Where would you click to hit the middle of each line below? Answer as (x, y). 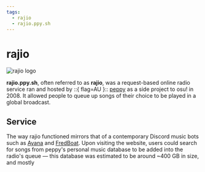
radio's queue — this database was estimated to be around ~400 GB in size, (103, 156)
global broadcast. (29, 103)
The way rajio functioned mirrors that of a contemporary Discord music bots (103, 136)
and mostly (21, 163)
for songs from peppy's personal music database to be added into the (95, 150)
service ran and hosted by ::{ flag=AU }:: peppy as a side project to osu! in (100, 89)
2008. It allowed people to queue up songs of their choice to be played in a (101, 96)
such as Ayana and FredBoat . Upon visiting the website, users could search (102, 143)
